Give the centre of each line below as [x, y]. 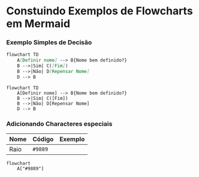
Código [43, 139]
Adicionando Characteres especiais [59, 124]
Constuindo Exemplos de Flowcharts [99, 11]
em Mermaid [38, 24]
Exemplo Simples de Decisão [49, 42]
